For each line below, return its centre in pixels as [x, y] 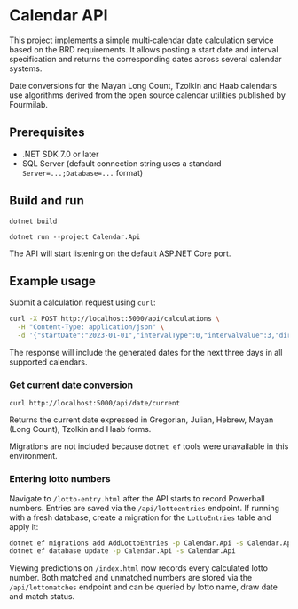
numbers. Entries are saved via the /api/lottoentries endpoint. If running [145, 508]
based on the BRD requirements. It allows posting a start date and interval [144, 49]
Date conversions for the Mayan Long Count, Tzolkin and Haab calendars [143, 85]
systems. [26, 68]
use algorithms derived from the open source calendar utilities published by [148, 95]
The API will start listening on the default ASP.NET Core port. [120, 253]
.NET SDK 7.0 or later [60, 154]
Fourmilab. [29, 104]
